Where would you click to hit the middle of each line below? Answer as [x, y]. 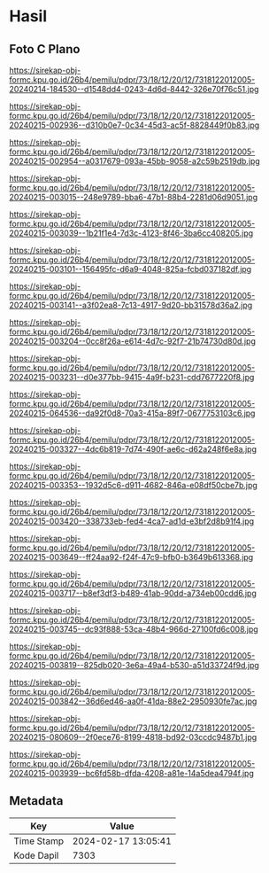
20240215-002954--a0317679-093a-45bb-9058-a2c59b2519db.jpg [135, 161]
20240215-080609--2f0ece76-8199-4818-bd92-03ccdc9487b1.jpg [133, 737]
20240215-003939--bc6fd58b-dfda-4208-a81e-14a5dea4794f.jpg [132, 773]
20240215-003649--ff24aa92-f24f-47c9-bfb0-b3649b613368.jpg [131, 557]
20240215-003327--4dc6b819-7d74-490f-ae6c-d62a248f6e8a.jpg [133, 449]
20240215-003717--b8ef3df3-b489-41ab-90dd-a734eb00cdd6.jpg [133, 593]
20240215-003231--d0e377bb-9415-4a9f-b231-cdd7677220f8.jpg [132, 377]
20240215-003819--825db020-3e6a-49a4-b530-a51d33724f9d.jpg [134, 665]
